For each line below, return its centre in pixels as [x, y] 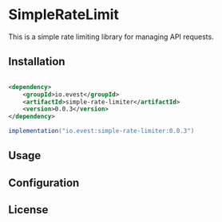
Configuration [44, 183]
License [28, 210]
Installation [37, 62]
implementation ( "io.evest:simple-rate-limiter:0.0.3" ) [101, 131]
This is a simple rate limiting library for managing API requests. [111, 37]
